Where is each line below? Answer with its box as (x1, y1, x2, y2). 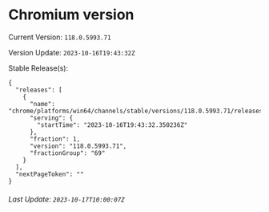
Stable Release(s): (8, 63, 69, 73)
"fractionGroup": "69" (29, 149, 106, 157)
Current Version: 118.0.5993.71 (8, 32, 111, 42)
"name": (29, 100, 56, 108)
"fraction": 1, (29, 135, 81, 143)
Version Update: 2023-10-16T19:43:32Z (8, 47, 135, 57)
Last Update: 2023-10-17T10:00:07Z (8, 194, 126, 204)
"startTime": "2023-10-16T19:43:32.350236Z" (37, 120, 188, 129)
